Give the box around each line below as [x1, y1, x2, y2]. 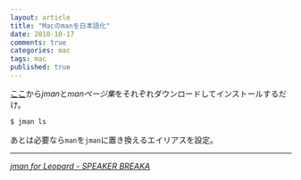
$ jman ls [10, 117, 47, 126]
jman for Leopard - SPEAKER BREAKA [10, 160, 151, 171]
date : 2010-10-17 [10, 29, 75, 38]
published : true [10, 63, 71, 72]
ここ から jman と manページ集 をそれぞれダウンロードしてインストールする [10, 88, 280, 99]
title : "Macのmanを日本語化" [10, 21, 111, 30]
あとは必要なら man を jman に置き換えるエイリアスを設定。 [10, 135, 218, 145]
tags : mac [10, 54, 47, 63]
